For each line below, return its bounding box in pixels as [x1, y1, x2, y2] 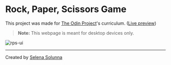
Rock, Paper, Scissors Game [5, 4, 127, 15]
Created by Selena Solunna [5, 54, 63, 60]
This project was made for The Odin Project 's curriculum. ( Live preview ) [5, 20, 157, 26]
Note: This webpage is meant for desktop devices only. [17, 30, 134, 36]
